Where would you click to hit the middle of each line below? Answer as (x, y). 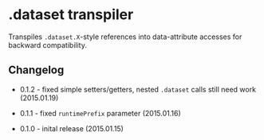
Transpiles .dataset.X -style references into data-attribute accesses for (125, 37)
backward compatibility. (48, 45)
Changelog (36, 70)
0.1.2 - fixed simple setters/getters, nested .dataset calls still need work (138, 89)
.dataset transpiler (71, 15)
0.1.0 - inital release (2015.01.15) (71, 128)
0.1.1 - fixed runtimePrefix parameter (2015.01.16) (100, 113)
